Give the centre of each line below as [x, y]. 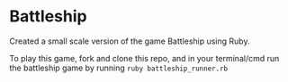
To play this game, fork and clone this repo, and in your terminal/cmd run [144, 58]
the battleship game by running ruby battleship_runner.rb [118, 68]
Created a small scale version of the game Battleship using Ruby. [130, 41]
